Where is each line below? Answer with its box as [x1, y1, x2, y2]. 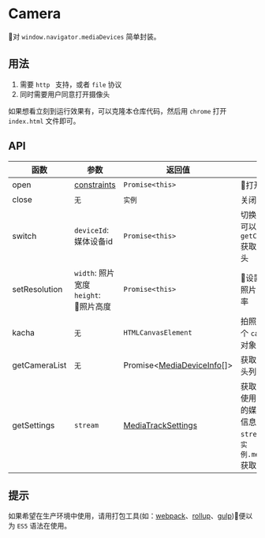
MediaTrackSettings [123, 420, 198, 431]
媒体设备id [74, 236, 113, 247]
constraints [74, 179, 116, 190]
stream [74, 420, 99, 430]
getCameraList [12, 360, 67, 371]
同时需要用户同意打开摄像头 [19, 89, 110, 99]
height [74, 291, 99, 300]
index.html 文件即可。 [8, 116, 80, 125]
